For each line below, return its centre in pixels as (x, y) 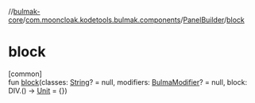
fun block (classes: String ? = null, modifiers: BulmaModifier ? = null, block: (128, 82)
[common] (25, 74)
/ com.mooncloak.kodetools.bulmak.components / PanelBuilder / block (133, 20)
